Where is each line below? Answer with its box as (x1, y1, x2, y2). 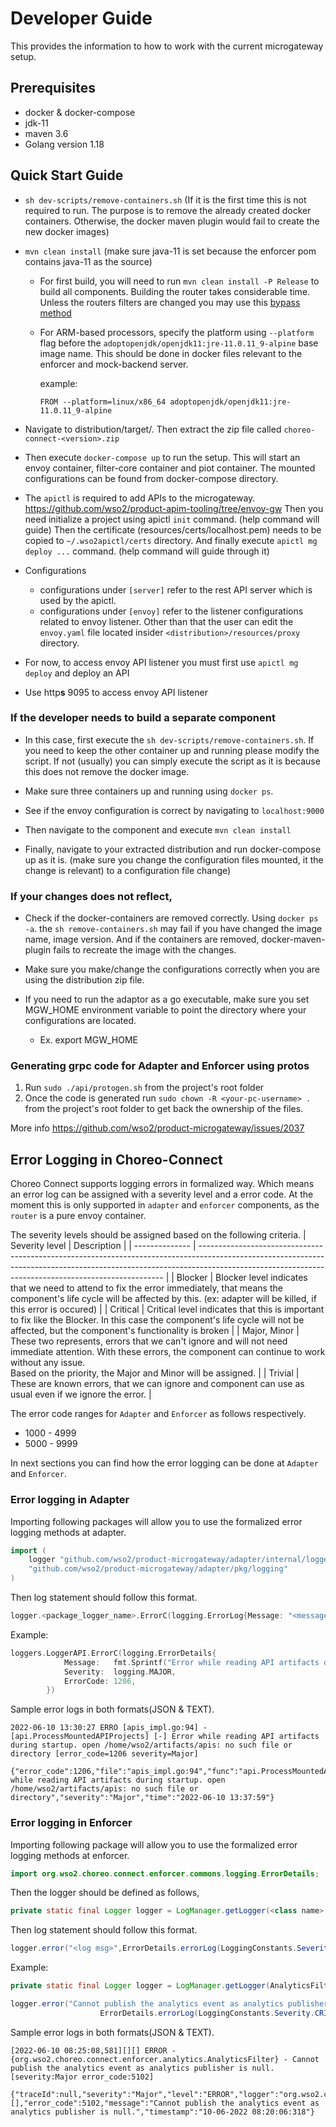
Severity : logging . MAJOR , (63, 1667, 177, 1677)
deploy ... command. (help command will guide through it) (24, 545, 270, 557)
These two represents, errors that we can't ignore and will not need (10, 1335, 288, 1347)
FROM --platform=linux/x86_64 (39, 397, 167, 407)
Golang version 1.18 (24, 138, 105, 150)
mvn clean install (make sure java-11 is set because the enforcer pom (24, 245, 317, 257)
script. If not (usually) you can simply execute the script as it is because (24, 755, 321, 767)
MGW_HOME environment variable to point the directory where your (24, 1004, 307, 1016)
